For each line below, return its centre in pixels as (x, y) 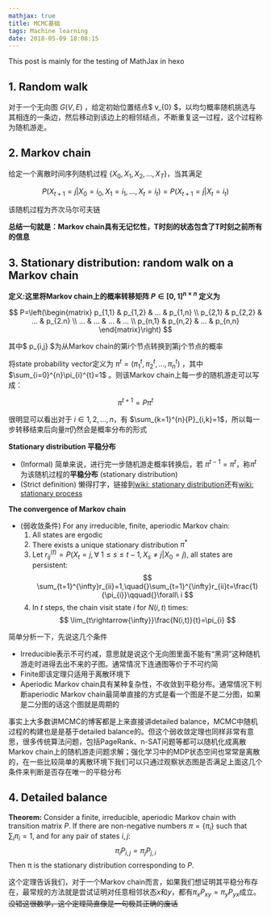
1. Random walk (48, 87)
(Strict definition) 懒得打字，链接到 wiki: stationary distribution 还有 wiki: (137, 484)
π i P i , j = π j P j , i (135, 852)
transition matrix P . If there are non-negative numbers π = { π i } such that (128, 826)
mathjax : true (32, 16)
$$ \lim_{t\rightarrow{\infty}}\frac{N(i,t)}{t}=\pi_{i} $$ (148, 620)
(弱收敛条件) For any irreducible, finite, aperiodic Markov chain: (125, 525)
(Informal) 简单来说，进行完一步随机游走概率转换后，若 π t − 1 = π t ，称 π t (138, 463)
